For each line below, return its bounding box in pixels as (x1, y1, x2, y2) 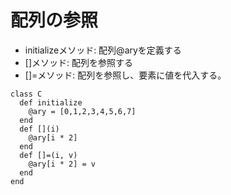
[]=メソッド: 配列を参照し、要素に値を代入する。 (24, 69, 227, 81)
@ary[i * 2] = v (28, 159, 97, 169)
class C (10, 89, 43, 99)
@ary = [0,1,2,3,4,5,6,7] (28, 106, 137, 116)
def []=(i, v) (19, 150, 78, 160)
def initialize (19, 97, 83, 108)
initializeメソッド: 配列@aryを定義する (24, 44, 182, 56)
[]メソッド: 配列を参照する (24, 56, 133, 68)
